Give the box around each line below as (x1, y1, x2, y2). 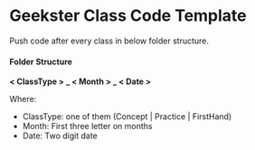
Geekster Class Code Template (9, 5, 247, 26)
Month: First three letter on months (22, 121, 153, 132)
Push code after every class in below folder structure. (9, 35, 210, 46)
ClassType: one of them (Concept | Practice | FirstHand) (22, 111, 232, 122)
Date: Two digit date (22, 130, 98, 141)
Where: (9, 94, 37, 105)
